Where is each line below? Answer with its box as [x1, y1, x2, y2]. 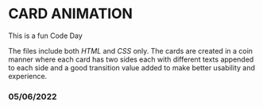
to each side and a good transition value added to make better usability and [8, 62, 256, 72]
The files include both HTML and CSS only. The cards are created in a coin [8, 46, 253, 55]
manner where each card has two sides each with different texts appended [8, 54, 254, 64]
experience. [8, 71, 48, 81]
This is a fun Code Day [8, 31, 83, 40]
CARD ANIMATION [8, 5, 133, 23]
